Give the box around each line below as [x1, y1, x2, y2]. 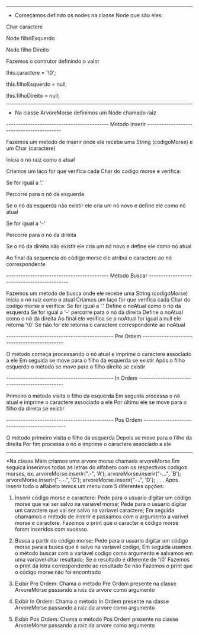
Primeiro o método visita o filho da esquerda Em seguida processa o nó [6, 392, 181, 399]
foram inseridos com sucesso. [14, 525, 89, 533]
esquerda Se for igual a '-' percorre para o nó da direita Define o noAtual [6, 309, 184, 316]
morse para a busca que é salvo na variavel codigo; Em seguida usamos [14, 543, 191, 550]
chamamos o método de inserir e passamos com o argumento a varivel [14, 513, 188, 520]
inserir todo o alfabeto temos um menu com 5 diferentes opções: [6, 483, 165, 489]
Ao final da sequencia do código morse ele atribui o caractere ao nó [6, 254, 172, 261]
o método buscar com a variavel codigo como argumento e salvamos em [14, 550, 193, 557]
